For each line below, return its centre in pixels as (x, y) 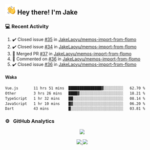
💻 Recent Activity (27, 27)
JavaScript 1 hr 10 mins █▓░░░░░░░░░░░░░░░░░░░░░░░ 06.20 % (75, 104)
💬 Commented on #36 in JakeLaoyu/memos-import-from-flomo (76, 59)
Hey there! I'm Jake (48, 12)
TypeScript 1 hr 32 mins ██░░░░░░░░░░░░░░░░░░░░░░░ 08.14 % (75, 98)
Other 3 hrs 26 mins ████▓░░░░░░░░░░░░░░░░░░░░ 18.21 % (75, 93)
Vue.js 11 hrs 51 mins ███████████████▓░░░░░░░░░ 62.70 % (75, 88)
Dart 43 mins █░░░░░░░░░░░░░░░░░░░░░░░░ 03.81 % (75, 109)
